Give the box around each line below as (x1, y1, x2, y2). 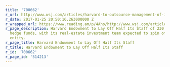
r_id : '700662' (5, 49, 37, 54)
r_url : (5, 12, 19, 17)
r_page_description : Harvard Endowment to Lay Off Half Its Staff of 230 (5, 26, 164, 31)
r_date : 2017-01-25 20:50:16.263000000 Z (5, 17, 94, 22)
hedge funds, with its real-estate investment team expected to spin (10, 31, 159, 36)
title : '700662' (5, 7, 39, 13)
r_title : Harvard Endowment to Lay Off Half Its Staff (5, 45, 123, 50)
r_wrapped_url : (5, 21, 37, 27)
